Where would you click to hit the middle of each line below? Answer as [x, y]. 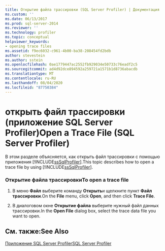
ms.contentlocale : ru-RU [31, 78]
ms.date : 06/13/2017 [26, 19]
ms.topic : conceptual [27, 37]
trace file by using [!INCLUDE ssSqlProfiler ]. [49, 167]
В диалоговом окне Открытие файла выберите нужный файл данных [85, 205]
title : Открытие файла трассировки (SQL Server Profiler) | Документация [82, 10]
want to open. [26, 216]
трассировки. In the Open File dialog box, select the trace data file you [84, 211]
